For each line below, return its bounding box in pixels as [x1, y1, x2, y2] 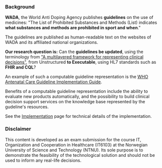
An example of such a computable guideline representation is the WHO [5, 74, 148, 80]
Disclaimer [5, 126, 31, 132]
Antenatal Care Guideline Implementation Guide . [5, 79, 102, 85]
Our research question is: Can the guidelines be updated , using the [5, 49, 143, 55]
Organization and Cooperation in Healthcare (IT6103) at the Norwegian [5, 142, 148, 148]
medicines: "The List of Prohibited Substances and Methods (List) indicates [5, 19, 158, 25]
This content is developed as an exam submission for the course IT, [5, 136, 141, 142]
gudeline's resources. [5, 104, 49, 110]
